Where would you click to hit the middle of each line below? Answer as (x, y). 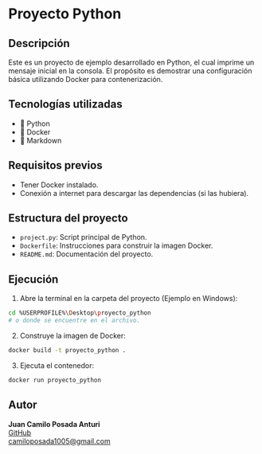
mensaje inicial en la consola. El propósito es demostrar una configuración (130, 71)
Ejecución (33, 279)
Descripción (39, 43)
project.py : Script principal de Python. (83, 237)
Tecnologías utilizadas (65, 104)
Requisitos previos (55, 165)
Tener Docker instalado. (59, 185)
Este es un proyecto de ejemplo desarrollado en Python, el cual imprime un (131, 62)
